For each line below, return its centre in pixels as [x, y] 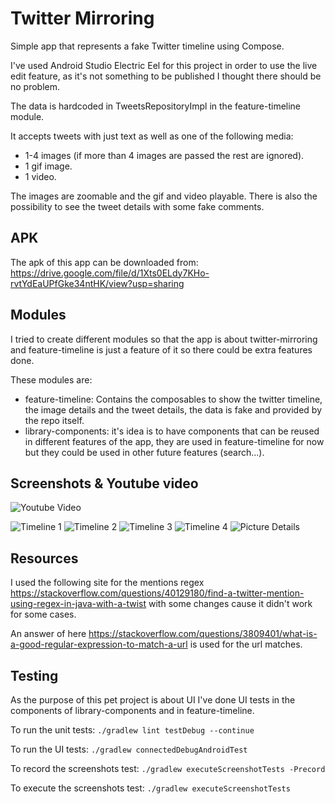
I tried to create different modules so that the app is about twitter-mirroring [164, 339]
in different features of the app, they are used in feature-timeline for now [174, 441]
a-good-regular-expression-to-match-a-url [99, 644]
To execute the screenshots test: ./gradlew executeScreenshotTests [150, 788]
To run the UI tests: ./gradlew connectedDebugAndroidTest [129, 749]
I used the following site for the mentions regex [107, 583]
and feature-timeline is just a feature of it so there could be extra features [161, 349]
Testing [34, 675]
